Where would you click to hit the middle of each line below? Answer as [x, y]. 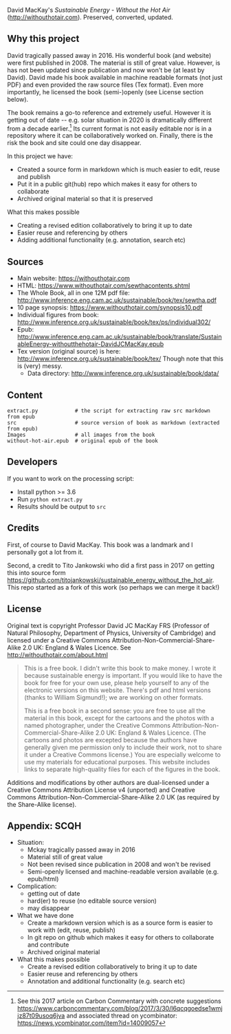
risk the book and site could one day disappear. [75, 143]
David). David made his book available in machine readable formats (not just [115, 77]
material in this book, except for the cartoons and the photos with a [119, 718]
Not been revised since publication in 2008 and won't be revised [119, 864]
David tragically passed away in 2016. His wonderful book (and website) [109, 55]
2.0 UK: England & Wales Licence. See [77, 647]
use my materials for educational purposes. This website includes [117, 762]
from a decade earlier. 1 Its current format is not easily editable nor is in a [109, 128]
